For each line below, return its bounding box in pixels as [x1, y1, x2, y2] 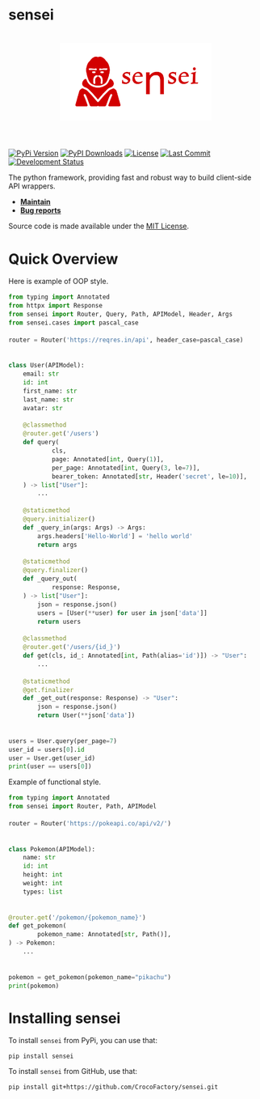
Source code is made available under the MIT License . [8, 221, 190, 231]
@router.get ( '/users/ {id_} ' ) [23, 643, 121, 651]
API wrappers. [8, 181, 56, 191]
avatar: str [23, 404, 63, 412]
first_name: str [23, 387, 78, 395]
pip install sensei [8, 1052, 74, 1061]
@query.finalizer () [23, 566, 89, 575]
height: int [23, 871, 63, 879]
